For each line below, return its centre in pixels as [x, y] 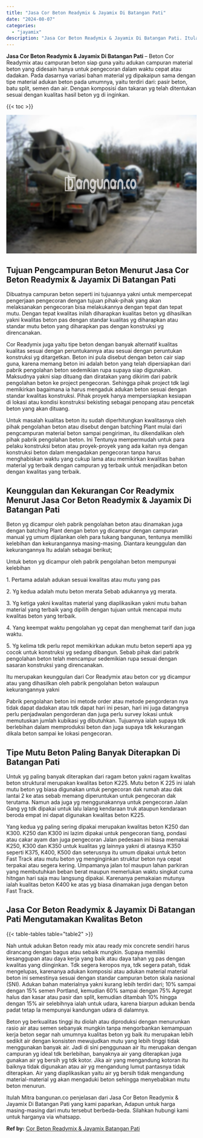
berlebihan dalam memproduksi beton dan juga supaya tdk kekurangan [95, 727]
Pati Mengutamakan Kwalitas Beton [75, 920]
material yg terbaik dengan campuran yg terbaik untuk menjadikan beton [97, 465]
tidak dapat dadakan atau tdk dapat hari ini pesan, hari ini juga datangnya [98, 708]
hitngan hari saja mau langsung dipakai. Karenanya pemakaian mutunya [96, 878]
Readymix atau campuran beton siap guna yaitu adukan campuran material [100, 63]
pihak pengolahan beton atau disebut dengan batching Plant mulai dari [94, 427]
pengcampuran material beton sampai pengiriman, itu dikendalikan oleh [95, 433]
